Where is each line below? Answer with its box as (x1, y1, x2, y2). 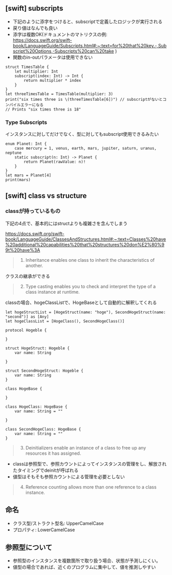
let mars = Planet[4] (5, 173, 52, 178)
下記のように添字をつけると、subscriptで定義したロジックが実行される (12, 18, 163, 25)
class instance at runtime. (25, 289, 80, 295)
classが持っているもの (5, 208, 60, 215)
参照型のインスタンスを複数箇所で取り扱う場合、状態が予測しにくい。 (12, 558, 161, 564)
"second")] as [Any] (5, 314, 50, 319)
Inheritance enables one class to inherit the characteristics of (25, 257, 155, 263)
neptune (5, 150, 22, 156)
